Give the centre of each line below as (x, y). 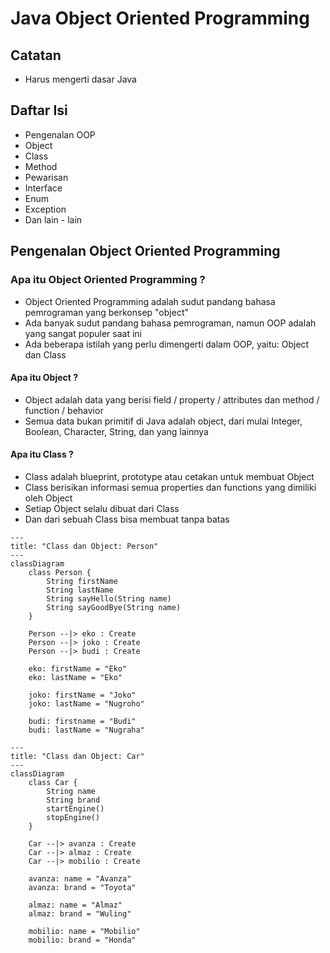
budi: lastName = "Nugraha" (86, 730)
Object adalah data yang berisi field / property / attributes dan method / (172, 399)
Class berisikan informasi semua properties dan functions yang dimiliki (170, 487)
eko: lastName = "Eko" (75, 677)
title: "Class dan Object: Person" (84, 546)
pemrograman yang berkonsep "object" (106, 312)
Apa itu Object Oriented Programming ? (108, 280)
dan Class (45, 354)
